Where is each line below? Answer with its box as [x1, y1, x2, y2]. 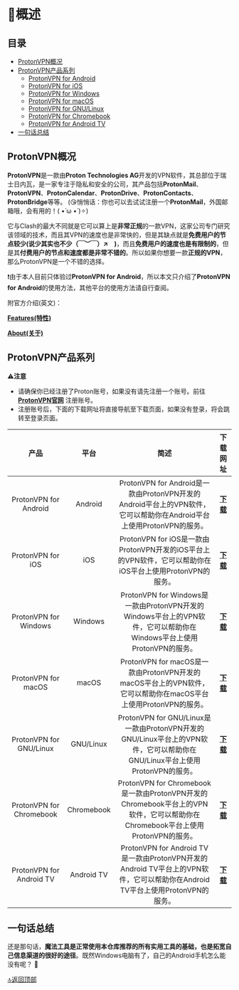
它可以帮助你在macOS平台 [119, 688, 209, 698]
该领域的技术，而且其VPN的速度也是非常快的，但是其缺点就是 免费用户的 [7, 230, 221, 239]
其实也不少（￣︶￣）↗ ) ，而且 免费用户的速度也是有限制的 [41, 239, 217, 247]
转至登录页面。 [17, 413, 62, 422]
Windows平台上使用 [131, 632, 198, 642]
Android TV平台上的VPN [120, 863, 202, 873]
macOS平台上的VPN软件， [119, 678, 210, 688]
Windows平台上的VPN [123, 611, 198, 621]
